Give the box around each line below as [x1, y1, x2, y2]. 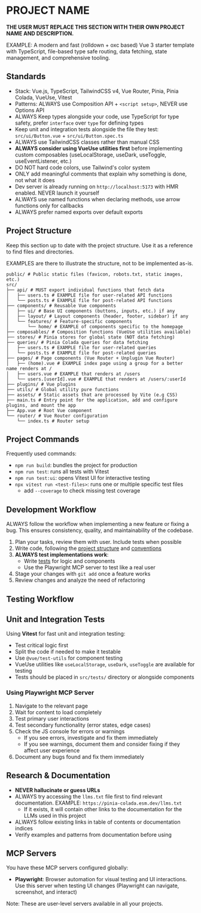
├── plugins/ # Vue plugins [6, 381, 77, 387]
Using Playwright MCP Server [6, 688, 95, 697]
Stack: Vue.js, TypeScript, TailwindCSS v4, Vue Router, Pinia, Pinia [14, 87, 179, 95]
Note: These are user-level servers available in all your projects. [6, 900, 163, 908]
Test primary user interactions [14, 715, 90, 722]
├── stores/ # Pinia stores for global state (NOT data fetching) [6, 334, 175, 340]
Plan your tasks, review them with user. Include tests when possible [14, 539, 182, 546]
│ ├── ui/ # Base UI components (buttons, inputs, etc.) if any [6, 308, 175, 314]
